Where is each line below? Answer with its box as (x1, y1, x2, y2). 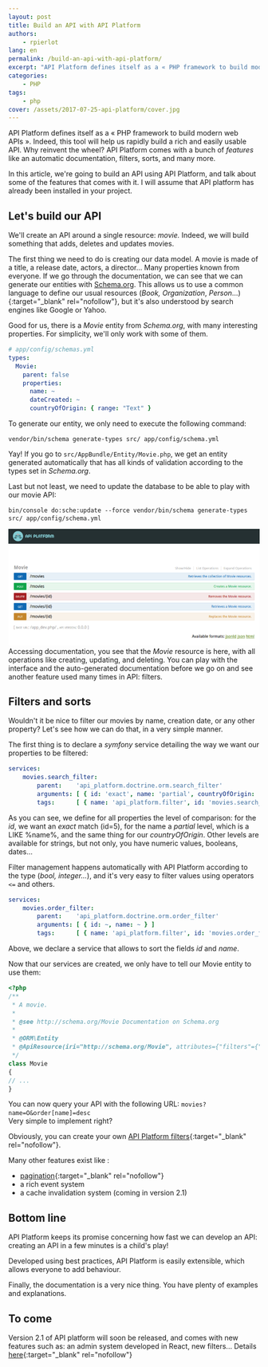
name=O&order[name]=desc (8, 1109, 91, 1117)
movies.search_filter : (22, 774, 98, 782)
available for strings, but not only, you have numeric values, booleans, (8, 838, 238, 848)
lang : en (8, 46, 37, 55)
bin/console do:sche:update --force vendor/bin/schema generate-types (8, 506, 248, 514)
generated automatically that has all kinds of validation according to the (8, 458, 243, 467)
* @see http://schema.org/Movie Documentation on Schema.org (11, 1018, 219, 1026)
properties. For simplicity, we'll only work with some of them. (8, 329, 209, 339)
